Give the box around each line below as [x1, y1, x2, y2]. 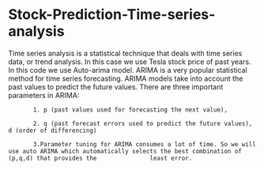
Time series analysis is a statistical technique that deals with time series [8, 48, 243, 58]
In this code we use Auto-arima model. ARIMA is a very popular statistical [8, 65, 247, 74]
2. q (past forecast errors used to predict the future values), [32, 119, 253, 127]
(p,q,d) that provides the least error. [8, 154, 193, 162]
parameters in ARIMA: [8, 90, 80, 100]
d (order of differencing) [8, 127, 97, 134]
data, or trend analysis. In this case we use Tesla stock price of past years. [8, 57, 251, 66]
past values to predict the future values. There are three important [8, 81, 224, 92]
